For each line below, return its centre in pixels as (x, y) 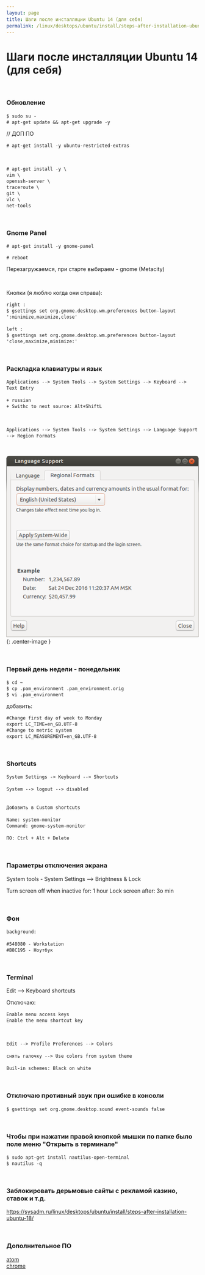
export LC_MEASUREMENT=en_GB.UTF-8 (52, 737)
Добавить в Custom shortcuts (43, 808)
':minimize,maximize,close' (42, 317)
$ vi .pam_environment (35, 695)
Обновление (26, 103)
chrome (16, 1266)
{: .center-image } (29, 641)
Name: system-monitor (34, 820)
